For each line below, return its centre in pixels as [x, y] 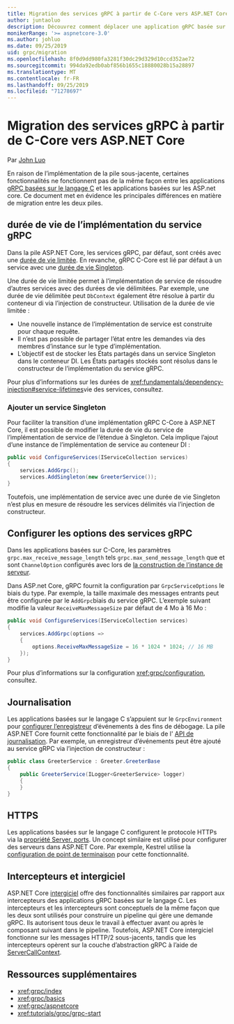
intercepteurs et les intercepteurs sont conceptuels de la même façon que [114, 908]
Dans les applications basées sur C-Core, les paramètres [89, 550]
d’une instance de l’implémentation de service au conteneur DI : [99, 445]
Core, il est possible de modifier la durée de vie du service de [95, 430]
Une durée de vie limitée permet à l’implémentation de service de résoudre [115, 281]
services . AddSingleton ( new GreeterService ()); [88, 477]
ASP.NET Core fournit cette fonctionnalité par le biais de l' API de [100, 734]
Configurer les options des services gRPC [100, 533]
